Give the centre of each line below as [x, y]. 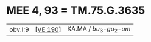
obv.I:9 [19, 29]
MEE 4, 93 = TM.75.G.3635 [76, 10]
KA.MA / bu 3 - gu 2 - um [99, 29]
